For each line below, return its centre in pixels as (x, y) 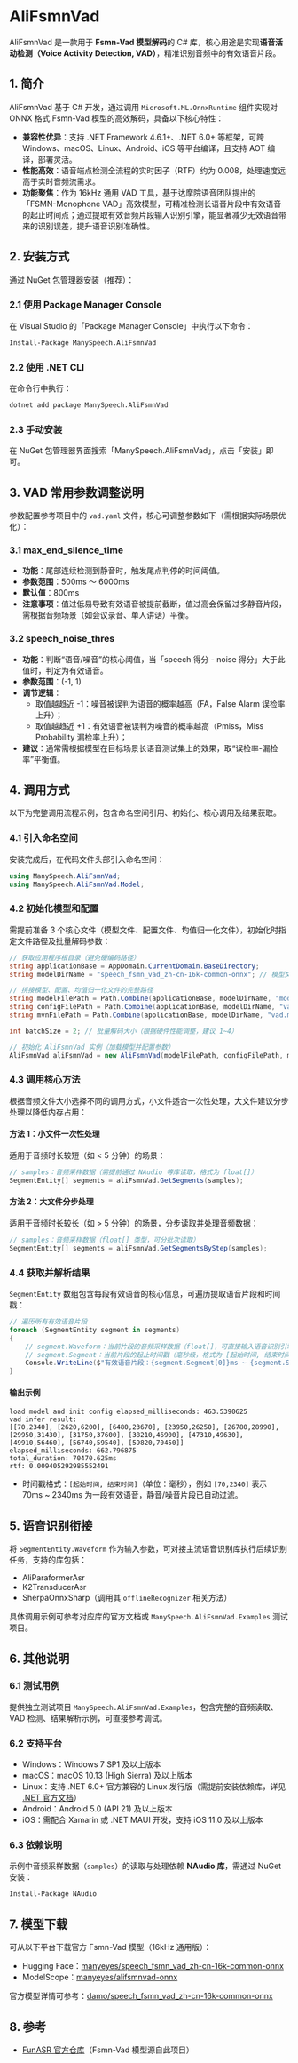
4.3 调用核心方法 (45, 1080)
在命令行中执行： (40, 388)
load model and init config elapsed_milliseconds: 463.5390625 (129, 1412)
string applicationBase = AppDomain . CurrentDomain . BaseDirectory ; (134, 966)
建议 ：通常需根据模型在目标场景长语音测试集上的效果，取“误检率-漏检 (150, 748)
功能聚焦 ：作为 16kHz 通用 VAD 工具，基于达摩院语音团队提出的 (139, 192)
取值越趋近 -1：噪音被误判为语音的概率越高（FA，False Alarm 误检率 (160, 703)
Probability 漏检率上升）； (81, 737)
